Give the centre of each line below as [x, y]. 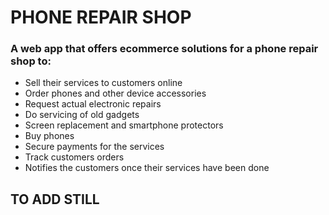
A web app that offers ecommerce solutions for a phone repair [164, 49]
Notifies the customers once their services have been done [147, 168]
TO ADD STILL [55, 199]
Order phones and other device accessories [115, 93]
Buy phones [49, 136]
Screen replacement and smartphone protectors [124, 125]
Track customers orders [74, 157]
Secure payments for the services [94, 147]
